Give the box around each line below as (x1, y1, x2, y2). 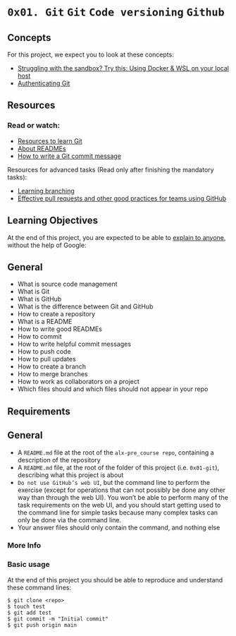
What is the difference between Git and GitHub (17, 302, 154, 311)
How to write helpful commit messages (17, 340, 132, 349)
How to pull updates (17, 355, 76, 364)
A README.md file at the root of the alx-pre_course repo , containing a (17, 448, 214, 457)
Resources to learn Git (17, 136, 82, 145)
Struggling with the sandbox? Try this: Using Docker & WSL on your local (17, 64, 229, 72)
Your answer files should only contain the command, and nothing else (17, 523, 221, 532)
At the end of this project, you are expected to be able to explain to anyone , (7, 233, 226, 241)
